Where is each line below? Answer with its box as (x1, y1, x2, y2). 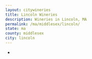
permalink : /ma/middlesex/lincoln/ (5, 21, 80, 27)
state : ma (5, 26, 26, 31)
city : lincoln (5, 36, 35, 41)
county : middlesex (5, 31, 44, 36)
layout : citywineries (5, 7, 51, 13)
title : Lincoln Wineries (5, 12, 58, 17)
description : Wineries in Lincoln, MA (5, 17, 87, 22)
